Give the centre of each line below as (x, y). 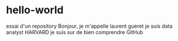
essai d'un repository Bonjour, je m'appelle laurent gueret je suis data (89, 26)
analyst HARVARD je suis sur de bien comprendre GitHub (75, 32)
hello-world (35, 10)
